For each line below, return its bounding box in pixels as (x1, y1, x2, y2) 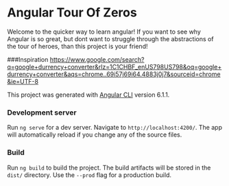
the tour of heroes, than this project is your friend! (7, 42, 148, 50)
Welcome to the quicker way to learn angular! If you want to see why (7, 27, 201, 36)
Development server (7, 108, 77, 117)
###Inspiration (7, 55, 49, 63)
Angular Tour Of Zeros (7, 5, 137, 21)
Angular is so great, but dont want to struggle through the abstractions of (7, 34, 214, 43)
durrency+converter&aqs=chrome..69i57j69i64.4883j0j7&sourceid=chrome (7, 70, 221, 78)
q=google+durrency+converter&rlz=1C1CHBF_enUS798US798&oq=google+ (7, 62, 222, 71)
